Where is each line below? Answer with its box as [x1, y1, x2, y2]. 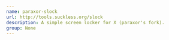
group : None [6, 25, 36, 31]
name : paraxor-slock [6, 8, 58, 15]
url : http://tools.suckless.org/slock [6, 14, 103, 20]
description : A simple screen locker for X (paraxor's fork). [6, 19, 165, 25]
